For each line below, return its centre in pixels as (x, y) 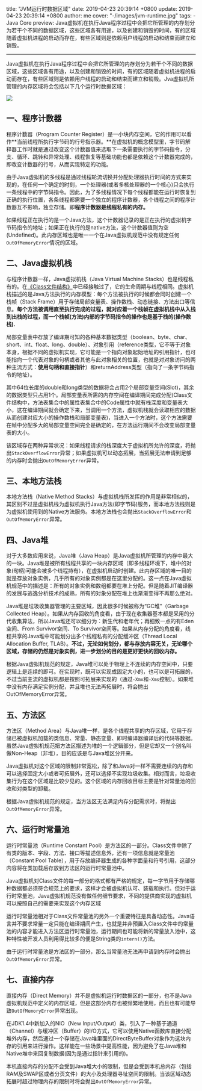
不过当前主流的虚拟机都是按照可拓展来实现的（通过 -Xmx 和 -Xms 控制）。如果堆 (100, 679)
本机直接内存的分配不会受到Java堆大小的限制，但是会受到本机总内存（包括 (99, 1066)
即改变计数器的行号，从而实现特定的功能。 (59, 164)
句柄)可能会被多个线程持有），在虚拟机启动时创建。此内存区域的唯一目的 (103, 571)
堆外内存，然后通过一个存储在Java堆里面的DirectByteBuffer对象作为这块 (96, 1038)
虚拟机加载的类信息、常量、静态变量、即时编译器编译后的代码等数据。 (109, 738)
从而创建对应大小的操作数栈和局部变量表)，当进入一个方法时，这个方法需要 (99, 417)
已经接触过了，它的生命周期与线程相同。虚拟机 (136, 286)
